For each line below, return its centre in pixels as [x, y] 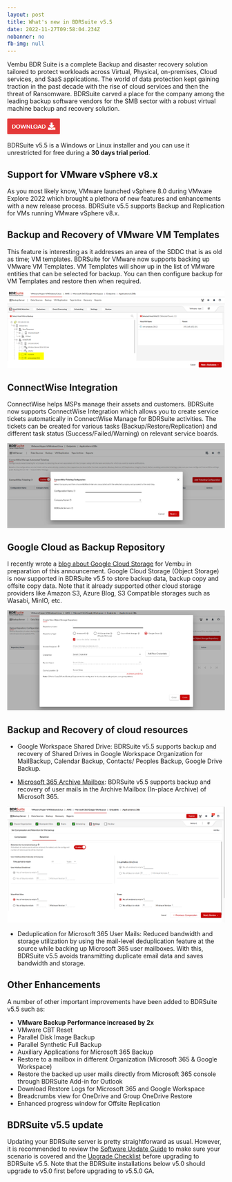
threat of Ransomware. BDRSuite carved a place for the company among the [116, 94]
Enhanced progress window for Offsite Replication [89, 1103]
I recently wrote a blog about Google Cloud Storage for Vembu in [99, 564]
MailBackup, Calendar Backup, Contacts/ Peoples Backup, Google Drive [120, 761]
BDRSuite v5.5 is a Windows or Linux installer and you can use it [98, 145]
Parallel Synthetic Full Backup [59, 1044]
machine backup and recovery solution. [64, 109]
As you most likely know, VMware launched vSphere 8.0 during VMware [110, 191]
